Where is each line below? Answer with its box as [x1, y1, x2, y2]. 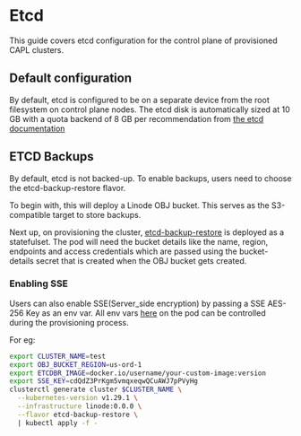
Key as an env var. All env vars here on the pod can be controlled [25, 307, 266, 318]
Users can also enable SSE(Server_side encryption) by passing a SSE [9, 298, 266, 309]
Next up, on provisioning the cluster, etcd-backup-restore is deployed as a [9, 226, 285, 238]
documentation [9, 123, 65, 134]
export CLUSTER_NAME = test [9, 352, 106, 361]
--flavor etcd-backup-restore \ [17, 410, 139, 419]
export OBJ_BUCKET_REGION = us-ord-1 [9, 360, 142, 369]
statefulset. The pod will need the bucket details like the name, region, [9, 236, 269, 247]
